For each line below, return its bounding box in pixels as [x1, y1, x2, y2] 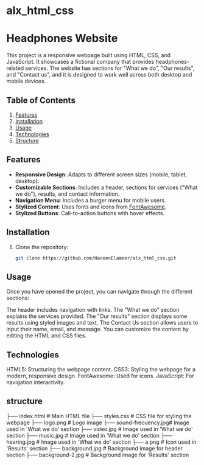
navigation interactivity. [6, 379, 65, 386]
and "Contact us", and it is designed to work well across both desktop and [6, 71, 192, 78]
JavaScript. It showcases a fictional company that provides [6, 58, 155, 66]
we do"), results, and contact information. [15, 190, 120, 198]
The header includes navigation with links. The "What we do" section [6, 306, 180, 314]
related [6, 64, 24, 72]
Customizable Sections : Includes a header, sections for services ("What [15, 184, 198, 191]
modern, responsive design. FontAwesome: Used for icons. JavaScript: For [6, 372, 194, 380]
